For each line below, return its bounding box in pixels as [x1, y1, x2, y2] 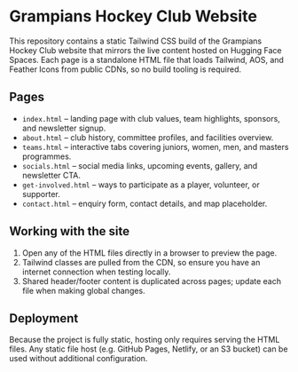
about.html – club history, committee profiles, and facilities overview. [21, 131, 274, 143]
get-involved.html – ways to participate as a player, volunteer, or [21, 179, 260, 190]
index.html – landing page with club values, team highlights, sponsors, [21, 113, 281, 123]
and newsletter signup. [21, 123, 106, 133]
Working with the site [9, 224, 130, 239]
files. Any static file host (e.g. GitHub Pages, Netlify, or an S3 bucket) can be [9, 344, 288, 354]
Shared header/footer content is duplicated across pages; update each [21, 275, 282, 286]
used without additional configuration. [9, 353, 148, 364]
